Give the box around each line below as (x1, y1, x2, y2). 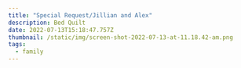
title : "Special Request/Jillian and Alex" (8, 11, 153, 20)
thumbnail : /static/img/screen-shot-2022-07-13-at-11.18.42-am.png (8, 33, 234, 41)
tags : (8, 41, 26, 48)
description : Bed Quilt (8, 19, 86, 27)
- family (15, 48, 44, 55)
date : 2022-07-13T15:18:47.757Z (8, 26, 114, 34)
